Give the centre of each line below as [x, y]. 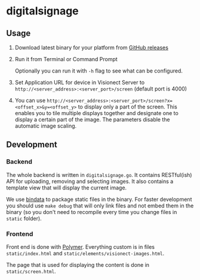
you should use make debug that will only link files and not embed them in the [100, 206]
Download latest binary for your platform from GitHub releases [92, 47]
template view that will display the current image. [67, 188]
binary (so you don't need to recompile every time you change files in [92, 212]
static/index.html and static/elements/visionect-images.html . [85, 253]
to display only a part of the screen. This [127, 107]
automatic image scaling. [46, 126]
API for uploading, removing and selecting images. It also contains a [90, 181]
